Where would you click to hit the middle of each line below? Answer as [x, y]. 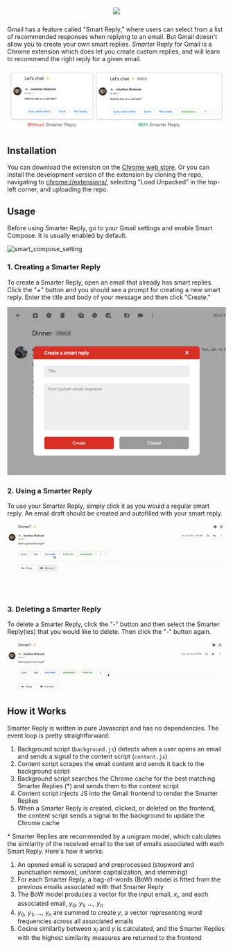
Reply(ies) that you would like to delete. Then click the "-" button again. [109, 632]
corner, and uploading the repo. [63, 189]
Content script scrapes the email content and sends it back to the [111, 763]
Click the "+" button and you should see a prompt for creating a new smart [114, 289]
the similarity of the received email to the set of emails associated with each [115, 843]
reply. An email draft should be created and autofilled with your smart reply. [115, 513]
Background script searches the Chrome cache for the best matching [116, 779]
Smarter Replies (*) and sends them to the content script [98, 785]
